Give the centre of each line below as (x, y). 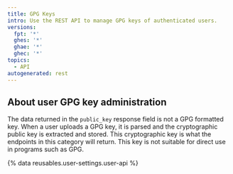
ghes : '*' (28, 40)
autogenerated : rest (38, 73)
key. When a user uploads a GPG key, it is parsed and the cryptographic (113, 127)
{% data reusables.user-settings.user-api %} (73, 163)
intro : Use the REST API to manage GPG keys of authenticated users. (113, 21)
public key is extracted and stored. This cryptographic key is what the (109, 134)
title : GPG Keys (31, 14)
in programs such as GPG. (45, 149)
